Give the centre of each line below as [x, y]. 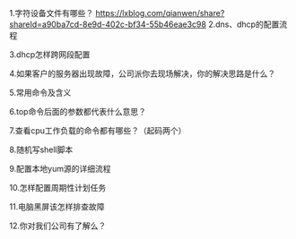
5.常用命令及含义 [40, 93]
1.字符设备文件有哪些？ [52, 13]
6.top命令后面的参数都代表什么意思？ [78, 111]
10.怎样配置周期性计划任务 [58, 188]
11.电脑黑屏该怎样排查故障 [57, 207]
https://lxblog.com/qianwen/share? [160, 13]
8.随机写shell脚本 [41, 149]
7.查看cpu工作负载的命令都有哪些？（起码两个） [98, 131]
